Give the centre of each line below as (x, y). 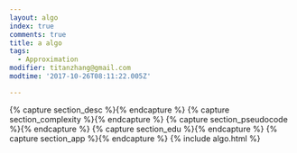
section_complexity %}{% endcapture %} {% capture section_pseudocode (149, 119)
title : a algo (36, 43)
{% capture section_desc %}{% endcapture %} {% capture (120, 110)
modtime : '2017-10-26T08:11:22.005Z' (80, 76)
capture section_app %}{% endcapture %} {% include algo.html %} (135, 138)
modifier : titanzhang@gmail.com (70, 68)
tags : (19, 51)
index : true (32, 26)
